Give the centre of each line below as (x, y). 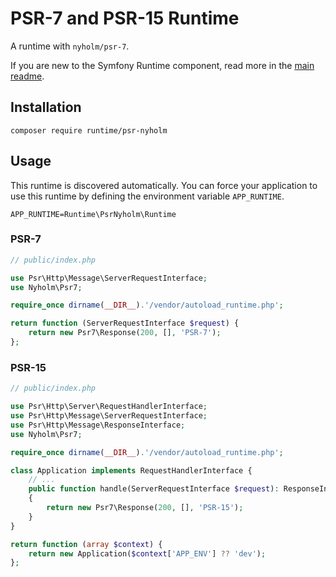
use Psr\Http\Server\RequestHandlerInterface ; (109, 407)
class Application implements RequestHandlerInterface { (131, 470)
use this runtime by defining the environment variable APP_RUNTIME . (147, 196)
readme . (27, 76)
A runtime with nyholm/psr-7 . (70, 46)
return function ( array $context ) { (86, 544)
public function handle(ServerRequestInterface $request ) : (154, 489)
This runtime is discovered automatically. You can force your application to (164, 185)
